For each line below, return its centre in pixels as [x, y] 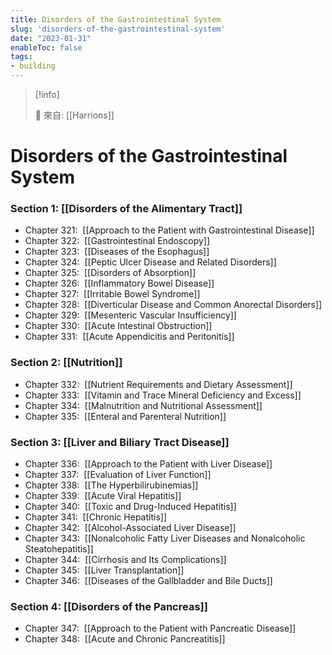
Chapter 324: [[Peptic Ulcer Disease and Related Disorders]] [150, 262]
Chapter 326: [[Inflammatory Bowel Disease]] [119, 283]
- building [33, 66]
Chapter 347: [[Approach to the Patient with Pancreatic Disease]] [160, 628]
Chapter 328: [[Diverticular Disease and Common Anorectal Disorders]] [173, 305]
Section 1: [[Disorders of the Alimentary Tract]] [126, 209]
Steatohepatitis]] [59, 549]
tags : [21, 57]
